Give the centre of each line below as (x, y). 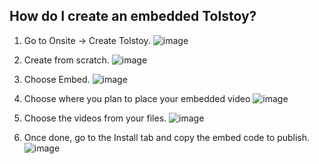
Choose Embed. (57, 79)
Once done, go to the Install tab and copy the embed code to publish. (167, 137)
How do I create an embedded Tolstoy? (133, 16)
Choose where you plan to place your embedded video (137, 98)
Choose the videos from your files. (95, 118)
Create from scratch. (66, 60)
